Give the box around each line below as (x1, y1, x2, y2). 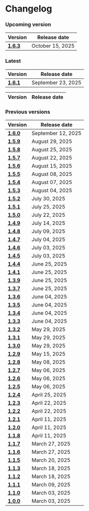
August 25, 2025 (32, 146, 72, 153)
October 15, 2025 (32, 42, 75, 49)
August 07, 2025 (32, 179, 72, 186)
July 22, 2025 (32, 212, 65, 219)
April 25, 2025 (32, 391, 66, 398)
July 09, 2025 (32, 228, 65, 235)
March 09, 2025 (32, 481, 71, 488)
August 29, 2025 (32, 138, 72, 145)
